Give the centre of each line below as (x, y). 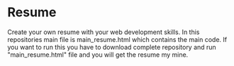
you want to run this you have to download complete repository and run (112, 47)
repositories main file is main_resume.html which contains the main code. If (117, 39)
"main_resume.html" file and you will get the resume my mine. (98, 55)
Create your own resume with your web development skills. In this (104, 32)
